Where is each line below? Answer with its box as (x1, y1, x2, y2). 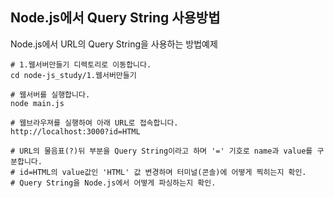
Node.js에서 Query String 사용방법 (10, 9, 221, 27)
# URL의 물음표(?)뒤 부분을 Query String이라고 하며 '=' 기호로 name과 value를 (10, 146, 313, 156)
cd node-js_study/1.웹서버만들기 (10, 70, 137, 80)
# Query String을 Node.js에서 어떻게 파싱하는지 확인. (10, 178, 217, 188)
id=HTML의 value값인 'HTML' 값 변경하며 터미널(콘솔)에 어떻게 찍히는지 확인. (19, 167, 307, 177)
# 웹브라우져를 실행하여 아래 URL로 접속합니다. (10, 118, 179, 128)
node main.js (10, 98, 65, 108)
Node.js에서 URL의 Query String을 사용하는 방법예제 (10, 38, 218, 50)
